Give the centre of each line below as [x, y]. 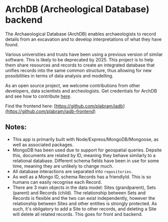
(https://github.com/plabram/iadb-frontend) [51, 111]
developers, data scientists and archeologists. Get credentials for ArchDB [81, 91]
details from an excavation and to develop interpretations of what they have [83, 39]
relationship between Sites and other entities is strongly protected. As [85, 203]
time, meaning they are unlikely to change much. [63, 166]
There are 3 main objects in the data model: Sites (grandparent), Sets [84, 187]
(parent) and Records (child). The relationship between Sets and [79, 193]
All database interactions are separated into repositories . [72, 171]
